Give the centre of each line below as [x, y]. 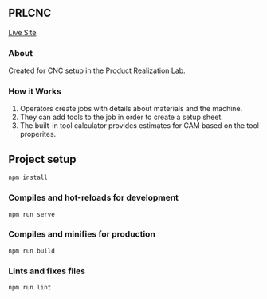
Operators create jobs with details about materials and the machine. [131, 109]
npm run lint [30, 288]
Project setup [43, 159]
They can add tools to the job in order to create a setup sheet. [121, 117]
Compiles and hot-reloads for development [94, 197]
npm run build [32, 251]
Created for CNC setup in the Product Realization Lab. [97, 70]
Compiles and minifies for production [82, 234]
